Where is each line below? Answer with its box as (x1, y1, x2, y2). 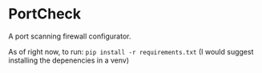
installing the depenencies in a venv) (8, 55, 130, 65)
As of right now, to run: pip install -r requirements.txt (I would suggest (8, 47, 254, 56)
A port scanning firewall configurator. (8, 31, 131, 41)
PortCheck (8, 5, 82, 23)
